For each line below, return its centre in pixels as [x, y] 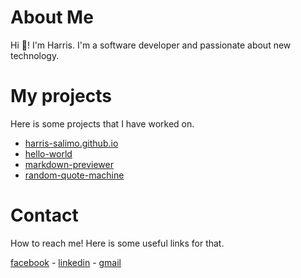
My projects [61, 96]
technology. [35, 55]
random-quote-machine [74, 175]
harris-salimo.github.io [71, 143]
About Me [52, 17]
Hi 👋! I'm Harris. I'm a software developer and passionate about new [151, 45]
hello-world [48, 153]
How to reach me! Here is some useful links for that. [117, 243]
